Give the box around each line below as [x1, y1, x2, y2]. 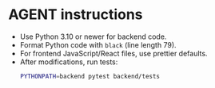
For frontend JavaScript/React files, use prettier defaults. [19, 48, 208, 58]
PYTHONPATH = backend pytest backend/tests [19, 72, 161, 80]
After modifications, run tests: [19, 57, 118, 67]
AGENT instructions [8, 6, 143, 24]
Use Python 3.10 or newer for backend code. [19, 32, 167, 41]
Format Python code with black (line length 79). [19, 40, 177, 49]
